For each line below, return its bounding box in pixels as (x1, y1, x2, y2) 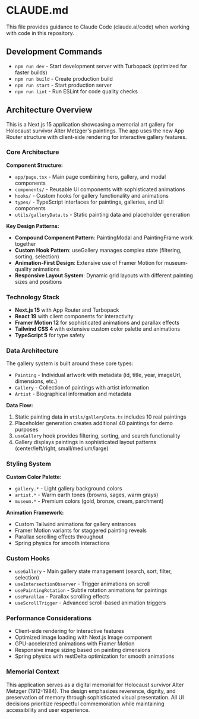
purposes (14, 426, 39, 433)
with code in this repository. (6, 29, 74, 36)
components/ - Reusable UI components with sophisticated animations (14, 185, 185, 193)
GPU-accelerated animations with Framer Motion (14, 640, 135, 647)
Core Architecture (6, 148, 59, 156)
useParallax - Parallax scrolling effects (14, 593, 110, 600)
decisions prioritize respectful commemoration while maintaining (6, 700, 165, 707)
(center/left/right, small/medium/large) (14, 445, 109, 452)
